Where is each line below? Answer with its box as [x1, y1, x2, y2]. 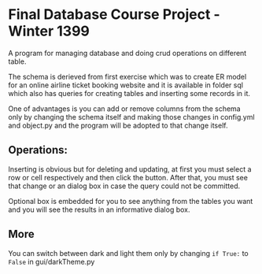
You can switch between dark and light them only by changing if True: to [8, 248, 249, 257]
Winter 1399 [8, 22, 90, 40]
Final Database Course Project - [8, 6, 220, 24]
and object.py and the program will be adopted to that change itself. [8, 120, 228, 130]
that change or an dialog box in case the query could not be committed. [8, 181, 241, 191]
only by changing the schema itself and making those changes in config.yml [8, 112, 255, 121]
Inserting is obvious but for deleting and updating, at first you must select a [8, 164, 252, 174]
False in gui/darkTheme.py [8, 257, 95, 266]
